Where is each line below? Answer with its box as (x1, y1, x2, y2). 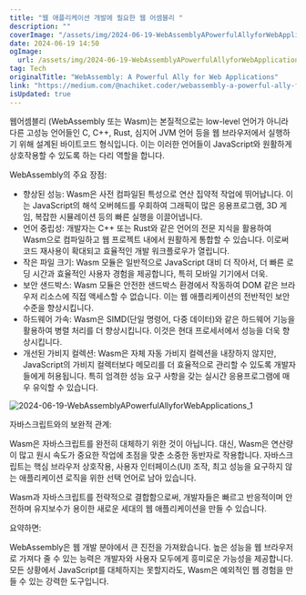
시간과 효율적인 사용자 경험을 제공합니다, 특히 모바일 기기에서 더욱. (32, 267, 269, 278)
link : (9, 81, 30, 90)
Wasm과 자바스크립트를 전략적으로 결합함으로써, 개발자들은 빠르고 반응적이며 (9, 491, 284, 502)
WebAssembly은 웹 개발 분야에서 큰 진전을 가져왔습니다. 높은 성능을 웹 (9, 541, 262, 552)
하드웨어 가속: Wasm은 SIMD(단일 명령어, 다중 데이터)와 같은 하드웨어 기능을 (22, 313, 296, 324)
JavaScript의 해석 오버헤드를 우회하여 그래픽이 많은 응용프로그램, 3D (32, 199, 278, 210)
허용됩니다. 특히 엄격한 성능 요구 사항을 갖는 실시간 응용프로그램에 (46, 370, 280, 381)
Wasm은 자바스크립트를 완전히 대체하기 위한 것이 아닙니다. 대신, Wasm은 (9, 438, 270, 449)
